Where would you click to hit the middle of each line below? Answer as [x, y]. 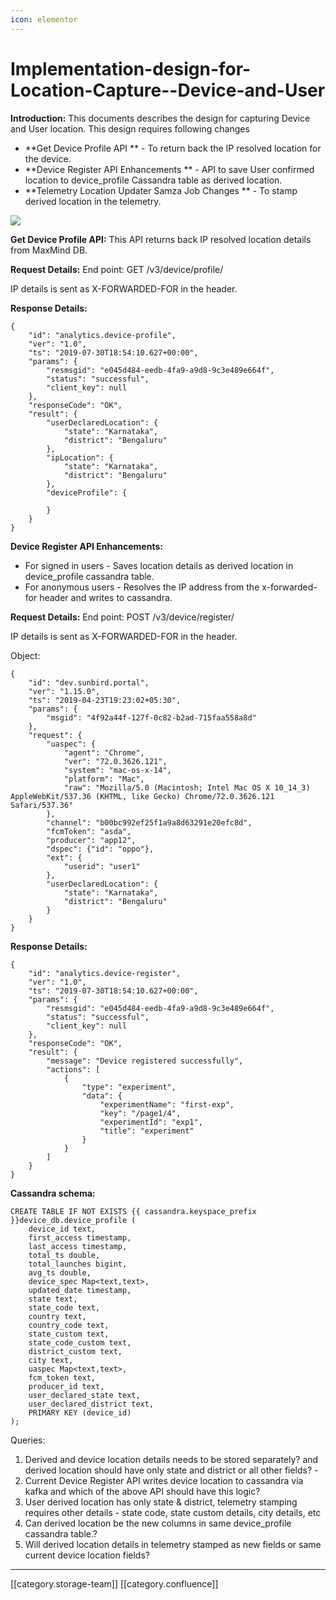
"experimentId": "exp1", [151, 1122]
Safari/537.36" [42, 805]
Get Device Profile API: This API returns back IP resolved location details [161, 239]
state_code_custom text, [80, 1342]
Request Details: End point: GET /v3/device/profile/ [117, 269]
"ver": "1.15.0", [64, 691]
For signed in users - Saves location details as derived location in [159, 565]
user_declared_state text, [84, 1395]
